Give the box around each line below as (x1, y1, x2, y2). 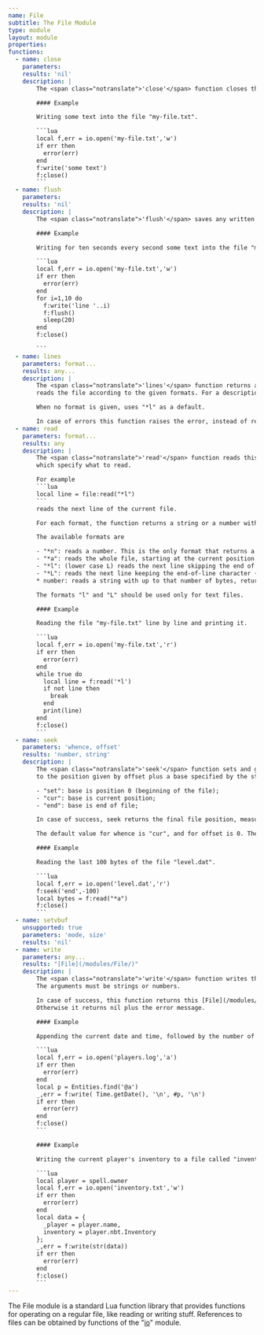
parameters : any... (22, 953, 86, 961)
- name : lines (15, 352, 61, 361)
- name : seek (15, 736, 58, 744)
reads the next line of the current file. (36, 505, 178, 512)
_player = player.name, (42, 1221, 122, 1229)
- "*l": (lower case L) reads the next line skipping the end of (36, 562, 255, 570)
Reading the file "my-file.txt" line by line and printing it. (36, 619, 247, 627)
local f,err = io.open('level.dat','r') (36, 879, 170, 888)
